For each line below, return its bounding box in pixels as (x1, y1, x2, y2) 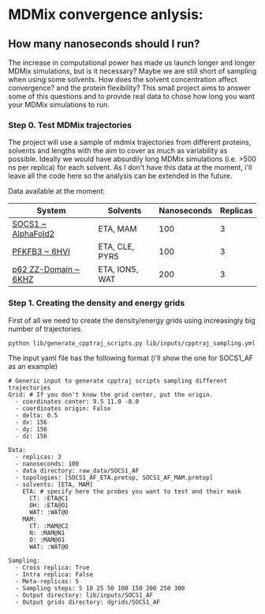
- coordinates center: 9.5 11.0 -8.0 (15, 397, 140, 405)
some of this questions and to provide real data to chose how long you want (8, 92, 255, 100)
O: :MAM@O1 (28, 536, 65, 544)
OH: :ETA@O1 (28, 501, 69, 509)
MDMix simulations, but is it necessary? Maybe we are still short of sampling (8, 66, 257, 76)
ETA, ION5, (98, 264, 140, 275)
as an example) (8, 361, 58, 371)
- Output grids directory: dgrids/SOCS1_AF (15, 598, 160, 606)
